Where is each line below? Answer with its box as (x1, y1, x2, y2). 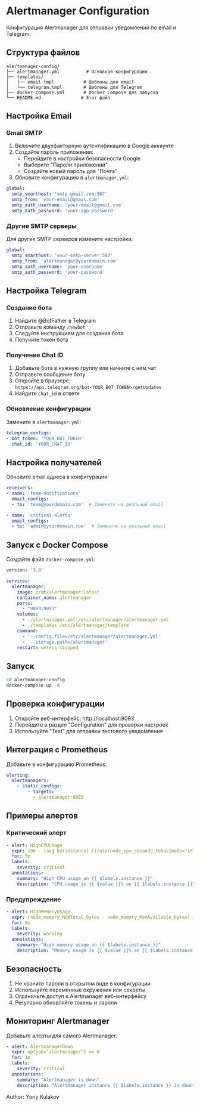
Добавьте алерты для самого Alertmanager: (6, 1032, 118, 1039)
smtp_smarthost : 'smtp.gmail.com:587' (11, 191, 108, 197)
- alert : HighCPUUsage (6, 842, 62, 848)
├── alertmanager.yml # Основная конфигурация (6, 69, 148, 75)
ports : (17, 600, 33, 606)
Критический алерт (6, 829, 67, 837)
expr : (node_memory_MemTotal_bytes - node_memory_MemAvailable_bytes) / (11, 914, 196, 920)
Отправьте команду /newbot (14, 323, 86, 330)
